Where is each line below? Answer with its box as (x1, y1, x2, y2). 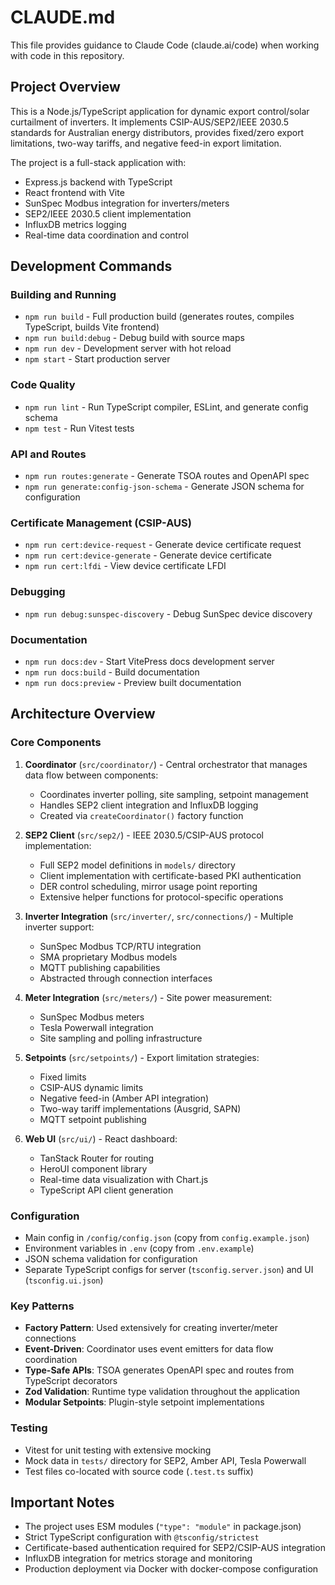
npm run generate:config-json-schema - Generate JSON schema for (24, 481, 305, 493)
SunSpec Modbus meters (39, 1011, 145, 1023)
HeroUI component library (39, 1162, 148, 1175)
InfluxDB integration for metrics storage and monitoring (24, 1552, 253, 1565)
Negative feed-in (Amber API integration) (39, 1092, 210, 1104)
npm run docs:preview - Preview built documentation (24, 676, 242, 688)
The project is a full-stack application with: (10, 156, 187, 168)
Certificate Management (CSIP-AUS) (10, 516, 192, 530)
